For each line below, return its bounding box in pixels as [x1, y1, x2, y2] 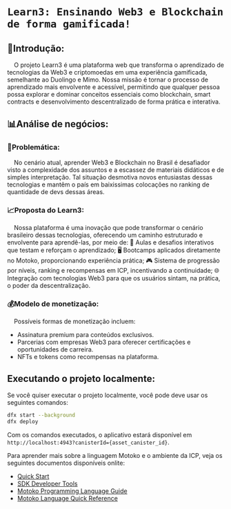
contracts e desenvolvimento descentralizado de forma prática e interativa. [7, 97, 221, 106]
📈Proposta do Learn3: [7, 205, 85, 215]
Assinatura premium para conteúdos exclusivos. [17, 331, 154, 339]
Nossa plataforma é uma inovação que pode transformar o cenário [13, 223, 203, 231]
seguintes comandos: [7, 398, 69, 407]
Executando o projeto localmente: [7, 372, 155, 385]
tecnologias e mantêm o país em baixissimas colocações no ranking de [7, 180, 210, 189]
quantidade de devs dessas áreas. [7, 187, 105, 195]
